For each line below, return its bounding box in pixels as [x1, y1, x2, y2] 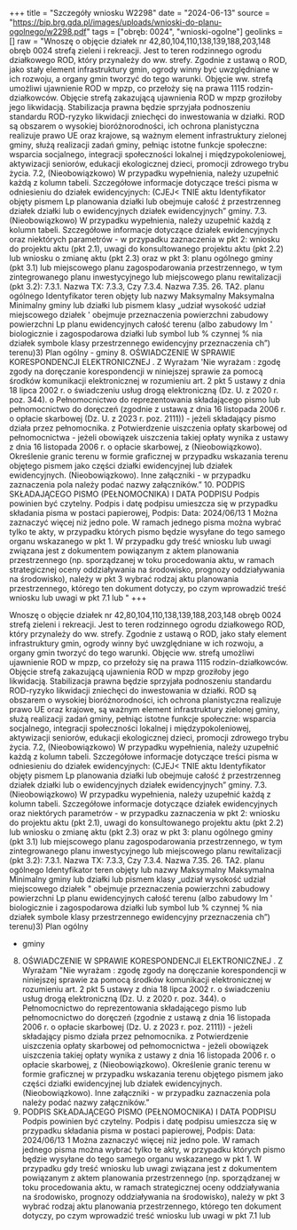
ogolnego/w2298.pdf [9, 27, 87, 36]
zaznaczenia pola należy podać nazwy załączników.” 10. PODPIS [9, 480, 246, 489]
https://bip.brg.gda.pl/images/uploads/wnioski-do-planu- [12, 17, 223, 28]
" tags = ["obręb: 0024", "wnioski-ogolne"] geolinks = [86, 27, 284, 36]
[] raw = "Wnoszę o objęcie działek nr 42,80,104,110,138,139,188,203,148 [9, 36, 271, 46]
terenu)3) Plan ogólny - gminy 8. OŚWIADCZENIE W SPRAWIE [9, 347, 236, 358]
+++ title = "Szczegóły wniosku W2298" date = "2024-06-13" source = [9, 8, 270, 18]
